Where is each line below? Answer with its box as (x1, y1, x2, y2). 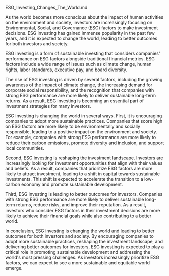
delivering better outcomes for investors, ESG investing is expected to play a (5, 244, 164, 250)
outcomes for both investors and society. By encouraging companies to (5, 233, 154, 239)
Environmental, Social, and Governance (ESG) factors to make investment (5, 25, 158, 31)
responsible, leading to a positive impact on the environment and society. (5, 129, 157, 135)
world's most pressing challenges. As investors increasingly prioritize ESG (5, 254, 160, 260)
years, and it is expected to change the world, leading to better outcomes (5, 35, 158, 41)
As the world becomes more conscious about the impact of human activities (5, 14, 164, 20)
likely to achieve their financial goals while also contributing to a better (5, 213, 152, 219)
